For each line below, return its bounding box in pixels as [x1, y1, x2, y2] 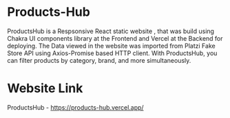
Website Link [7, 81, 83, 97]
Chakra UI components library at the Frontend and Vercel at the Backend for [7, 34, 223, 42]
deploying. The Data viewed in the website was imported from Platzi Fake [7, 41, 216, 50]
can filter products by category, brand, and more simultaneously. [7, 56, 191, 64]
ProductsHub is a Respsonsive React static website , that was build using [7, 27, 215, 35]
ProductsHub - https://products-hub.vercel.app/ [7, 103, 144, 111]
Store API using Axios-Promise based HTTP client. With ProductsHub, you [7, 49, 218, 57]
